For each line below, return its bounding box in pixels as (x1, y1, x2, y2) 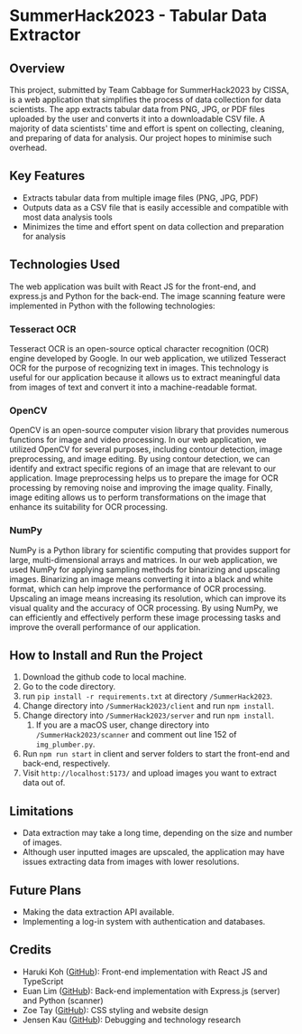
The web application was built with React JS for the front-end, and (9, 281, 257, 292)
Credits (9, 942, 52, 958)
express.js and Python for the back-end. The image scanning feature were (9, 290, 286, 301)
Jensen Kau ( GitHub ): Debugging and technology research (22, 1014, 242, 1025)
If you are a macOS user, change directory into (35, 719, 210, 730)
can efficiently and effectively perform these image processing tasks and (9, 612, 281, 623)
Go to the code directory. (22, 681, 116, 692)
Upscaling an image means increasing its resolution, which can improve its (9, 593, 287, 604)
